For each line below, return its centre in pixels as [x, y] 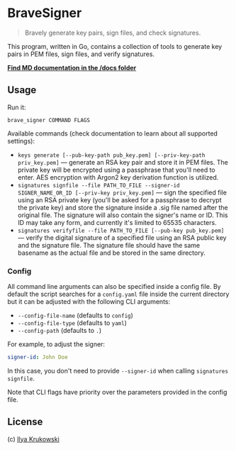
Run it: [17, 107]
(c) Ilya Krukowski [34, 439]
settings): [21, 141]
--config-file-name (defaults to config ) [75, 315]
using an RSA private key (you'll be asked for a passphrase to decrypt [119, 199]
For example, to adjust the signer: [56, 344]
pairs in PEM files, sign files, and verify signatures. [81, 54]
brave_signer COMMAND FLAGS [49, 120]
